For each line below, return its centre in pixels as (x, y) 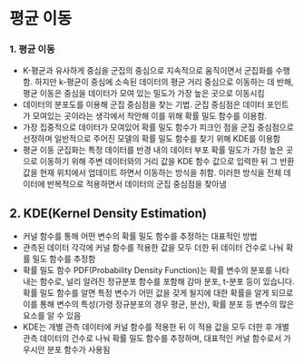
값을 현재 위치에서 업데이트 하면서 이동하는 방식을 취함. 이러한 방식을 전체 (152, 172)
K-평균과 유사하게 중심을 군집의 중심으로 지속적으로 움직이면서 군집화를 (148, 71)
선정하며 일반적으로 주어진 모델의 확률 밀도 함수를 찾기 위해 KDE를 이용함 (152, 139)
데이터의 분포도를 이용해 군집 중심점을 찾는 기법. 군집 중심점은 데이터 (143, 104)
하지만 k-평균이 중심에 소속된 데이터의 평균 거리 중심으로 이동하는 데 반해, (164, 82)
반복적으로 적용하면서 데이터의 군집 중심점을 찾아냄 (137, 184)
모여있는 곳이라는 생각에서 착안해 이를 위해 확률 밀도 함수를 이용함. (150, 116)
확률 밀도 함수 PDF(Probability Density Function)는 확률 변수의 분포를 (147, 270)
